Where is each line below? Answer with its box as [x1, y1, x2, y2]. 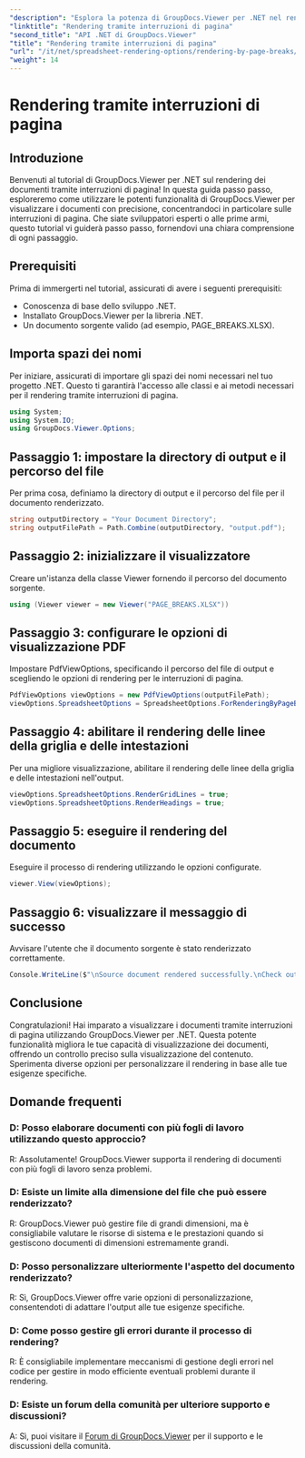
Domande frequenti [9, 1094, 123, 1110]
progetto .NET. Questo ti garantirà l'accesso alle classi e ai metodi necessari [9, 379, 295, 391]
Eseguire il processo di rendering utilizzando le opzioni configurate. [9, 861, 261, 873]
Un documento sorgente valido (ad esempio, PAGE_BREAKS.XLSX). [22, 319, 275, 330]
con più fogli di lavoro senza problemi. [9, 1163, 152, 1174]
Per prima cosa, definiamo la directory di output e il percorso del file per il [9, 488, 285, 498]
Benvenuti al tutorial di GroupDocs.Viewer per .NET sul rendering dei [9, 175, 266, 185]
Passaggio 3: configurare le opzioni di [9, 625, 228, 640]
